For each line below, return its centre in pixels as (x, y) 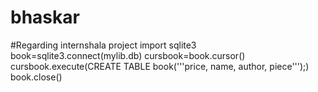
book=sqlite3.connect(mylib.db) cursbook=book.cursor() (128, 55)
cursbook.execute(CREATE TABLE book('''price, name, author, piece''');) (160, 66)
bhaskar (45, 17)
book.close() (36, 77)
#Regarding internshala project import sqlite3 (103, 45)
